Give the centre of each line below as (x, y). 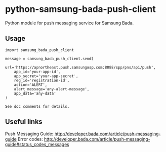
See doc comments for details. (37, 106)
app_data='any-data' (35, 93)
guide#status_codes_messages (37, 144)
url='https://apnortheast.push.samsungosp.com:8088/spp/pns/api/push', (80, 67)
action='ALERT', (31, 85)
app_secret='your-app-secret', (46, 76)
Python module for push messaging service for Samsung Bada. (69, 23)
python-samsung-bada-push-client (81, 9)
